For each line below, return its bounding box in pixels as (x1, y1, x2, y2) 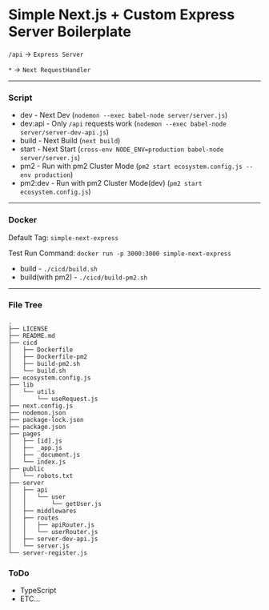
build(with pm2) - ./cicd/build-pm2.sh (19, 272, 148, 282)
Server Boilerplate (8, 22, 132, 41)
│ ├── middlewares (8, 507, 78, 515)
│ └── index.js (8, 458, 66, 466)
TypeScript (19, 586, 57, 596)
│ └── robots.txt (8, 472, 74, 480)
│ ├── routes (8, 514, 59, 522)
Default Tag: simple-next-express (8, 232, 118, 242)
